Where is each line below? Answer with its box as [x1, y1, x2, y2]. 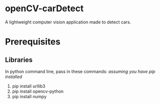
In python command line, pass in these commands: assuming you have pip [5, 68, 156, 74]
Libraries [5, 56, 33, 64]
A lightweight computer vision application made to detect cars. [5, 19, 131, 25]
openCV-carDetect [5, 3, 84, 14]
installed [5, 74, 22, 80]
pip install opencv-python [12, 88, 64, 94]
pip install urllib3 [12, 83, 45, 89]
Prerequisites [5, 36, 61, 47]
